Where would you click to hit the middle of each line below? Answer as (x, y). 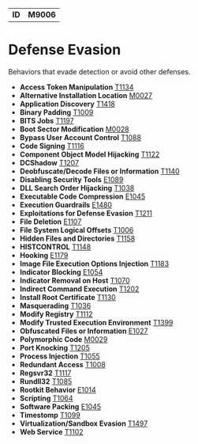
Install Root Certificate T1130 (67, 297)
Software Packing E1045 (60, 406)
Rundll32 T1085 (46, 381)
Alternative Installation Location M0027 (86, 95)
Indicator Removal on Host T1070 (75, 280)
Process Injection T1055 (60, 356)
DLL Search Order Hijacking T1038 (77, 188)
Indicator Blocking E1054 (61, 271)
